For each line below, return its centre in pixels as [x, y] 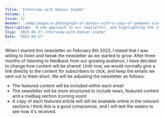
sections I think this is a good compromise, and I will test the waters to [83, 106]
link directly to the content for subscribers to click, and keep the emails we [80, 71]
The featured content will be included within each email [68, 85]
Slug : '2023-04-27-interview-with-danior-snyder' [57, 32]
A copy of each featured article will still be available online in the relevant [85, 101]
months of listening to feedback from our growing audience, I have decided [81, 61]
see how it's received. [34, 111]
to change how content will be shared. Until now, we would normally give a [80, 66]
